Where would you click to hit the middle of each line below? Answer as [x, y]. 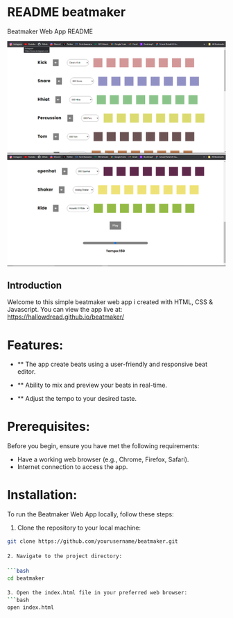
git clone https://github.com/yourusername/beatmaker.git [93, 541]
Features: [35, 345]
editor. [26, 372]
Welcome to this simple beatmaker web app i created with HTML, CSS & [110, 302]
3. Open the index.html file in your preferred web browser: [97, 593]
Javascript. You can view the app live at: [65, 310]
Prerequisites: [49, 427]
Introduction [35, 285]
